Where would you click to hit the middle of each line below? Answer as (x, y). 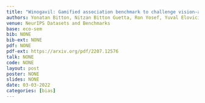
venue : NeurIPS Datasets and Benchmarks (59, 23)
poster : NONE (23, 74)
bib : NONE (19, 35)
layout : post (23, 68)
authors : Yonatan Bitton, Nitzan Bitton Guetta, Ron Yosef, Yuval (92, 18)
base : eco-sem (24, 29)
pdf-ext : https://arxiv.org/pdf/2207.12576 (63, 51)
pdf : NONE (19, 46)
